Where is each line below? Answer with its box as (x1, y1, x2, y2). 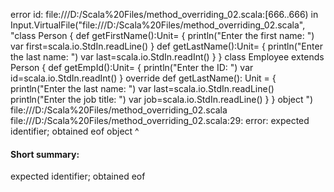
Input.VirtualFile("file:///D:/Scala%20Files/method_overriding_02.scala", (10, 19, 306, 31)
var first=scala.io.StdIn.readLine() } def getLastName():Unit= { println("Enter (10, 40, 323, 52)
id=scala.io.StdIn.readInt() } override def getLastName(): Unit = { (10, 72, 277, 84)
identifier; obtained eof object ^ (10, 125, 140, 137)
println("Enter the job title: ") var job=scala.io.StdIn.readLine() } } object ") (10, 94, 314, 105)
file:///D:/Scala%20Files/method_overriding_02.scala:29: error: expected (10, 115, 310, 126)
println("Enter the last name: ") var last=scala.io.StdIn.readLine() (10, 83, 275, 94)
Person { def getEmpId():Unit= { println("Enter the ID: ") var (10, 62, 254, 73)
